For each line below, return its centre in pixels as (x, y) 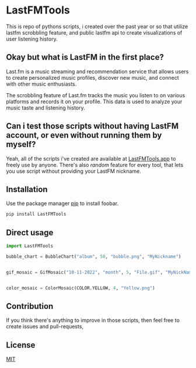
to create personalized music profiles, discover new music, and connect (92, 77)
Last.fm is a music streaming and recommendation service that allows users (97, 71)
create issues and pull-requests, (45, 326)
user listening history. (32, 39)
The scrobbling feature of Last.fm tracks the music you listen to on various (96, 95)
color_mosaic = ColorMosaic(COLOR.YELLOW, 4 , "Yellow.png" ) (81, 288)
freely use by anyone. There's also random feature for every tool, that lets (95, 165)
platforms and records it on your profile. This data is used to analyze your (94, 101)
